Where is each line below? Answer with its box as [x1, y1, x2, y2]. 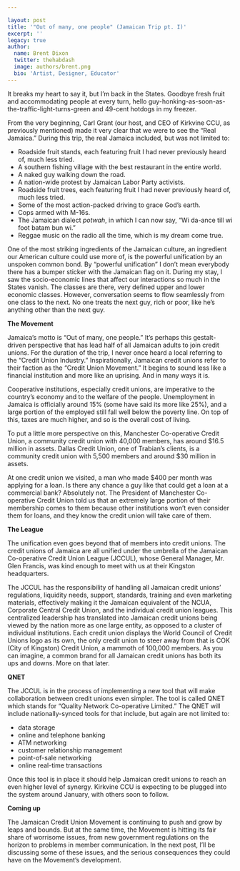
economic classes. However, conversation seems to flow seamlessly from [7, 290, 225, 298]
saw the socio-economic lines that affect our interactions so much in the [7, 275, 221, 283]
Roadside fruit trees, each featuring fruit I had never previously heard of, [17, 185, 231, 193]
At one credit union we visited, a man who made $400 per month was [7, 473, 213, 482]
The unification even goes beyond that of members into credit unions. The [7, 538, 226, 547]
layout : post [7, 16, 46, 24]
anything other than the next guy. [7, 305, 106, 314]
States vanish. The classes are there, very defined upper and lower [7, 283, 205, 291]
